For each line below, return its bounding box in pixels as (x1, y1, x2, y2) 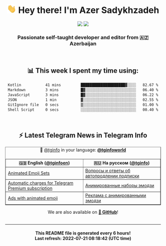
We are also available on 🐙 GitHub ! (47, 209, 119, 215)
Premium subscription (8, 185, 53, 191)
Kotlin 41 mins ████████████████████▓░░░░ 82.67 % (7, 83, 159, 88)
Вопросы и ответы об (85, 167, 130, 173)
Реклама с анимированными (85, 193, 147, 198)
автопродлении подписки (85, 173, 140, 179)
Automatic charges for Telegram (8, 180, 74, 186)
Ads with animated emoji (8, 195, 58, 201)
